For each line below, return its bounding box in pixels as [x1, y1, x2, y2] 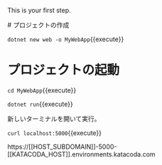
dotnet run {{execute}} [7, 100, 73, 108]
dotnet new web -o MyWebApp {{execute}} [7, 35, 124, 43]
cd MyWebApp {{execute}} [7, 85, 77, 95]
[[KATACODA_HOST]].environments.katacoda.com [7, 149, 156, 159]
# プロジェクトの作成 [7, 21, 70, 29]
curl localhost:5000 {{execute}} [7, 128, 102, 137]
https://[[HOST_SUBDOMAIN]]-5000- [7, 142, 117, 151]
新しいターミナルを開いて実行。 [7, 114, 101, 123]
